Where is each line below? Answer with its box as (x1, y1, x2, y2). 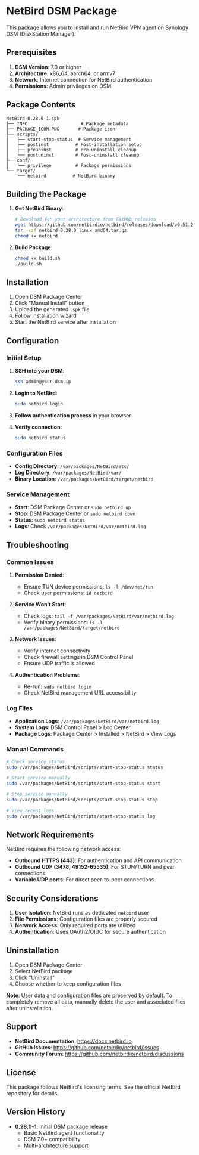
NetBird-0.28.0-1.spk (6, 115, 60, 122)
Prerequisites (6, 48, 57, 58)
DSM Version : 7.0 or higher (14, 63, 82, 70)
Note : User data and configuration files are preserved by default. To (6, 992, 173, 999)
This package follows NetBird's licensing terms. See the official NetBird (6, 1083, 181, 1091)
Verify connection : (14, 423, 62, 431)
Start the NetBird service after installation (14, 318, 116, 326)
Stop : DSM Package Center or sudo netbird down (14, 510, 135, 517)
